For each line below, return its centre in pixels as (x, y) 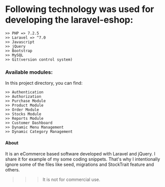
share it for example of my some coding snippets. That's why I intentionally (83, 159)
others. (13, 170)
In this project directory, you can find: (44, 83)
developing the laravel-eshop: (69, 20)
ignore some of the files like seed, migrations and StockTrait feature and (79, 164)
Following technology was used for (80, 9)
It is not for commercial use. (71, 179)
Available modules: (29, 72)
